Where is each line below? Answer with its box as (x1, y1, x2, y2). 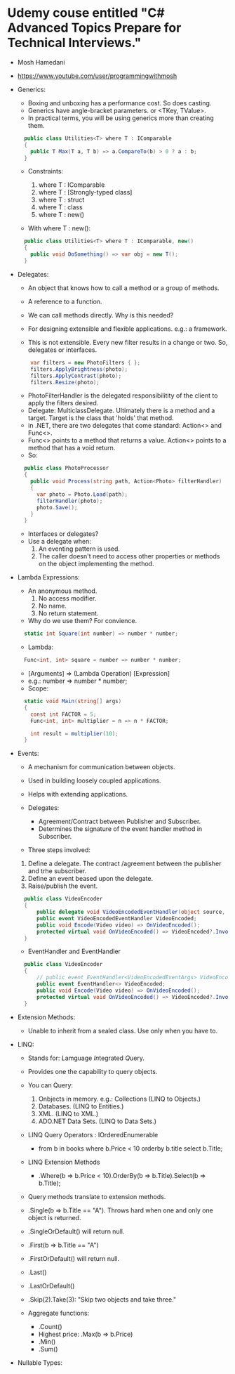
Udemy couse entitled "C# (7, 5, 165, 21)
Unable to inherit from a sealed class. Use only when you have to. (27, 1026, 218, 1035)
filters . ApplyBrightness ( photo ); (30, 365, 128, 373)
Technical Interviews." (7, 35, 142, 51)
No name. (38, 602, 67, 610)
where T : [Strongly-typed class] (38, 188, 133, 197)
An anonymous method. (27, 587, 98, 595)
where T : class (38, 203, 83, 211)
